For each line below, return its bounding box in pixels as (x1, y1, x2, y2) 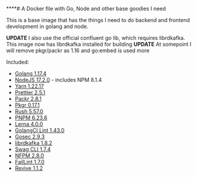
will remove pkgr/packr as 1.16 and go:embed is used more (6, 47, 150, 54)
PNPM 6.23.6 (14, 114, 48, 121)
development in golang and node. (6, 23, 89, 30)
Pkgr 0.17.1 (14, 102, 40, 109)
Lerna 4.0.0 (14, 121, 43, 127)
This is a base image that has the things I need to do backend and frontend (6, 17, 190, 23)
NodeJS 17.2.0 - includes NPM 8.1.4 (14, 77, 102, 83)
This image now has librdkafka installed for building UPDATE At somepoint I (6, 41, 192, 48)
